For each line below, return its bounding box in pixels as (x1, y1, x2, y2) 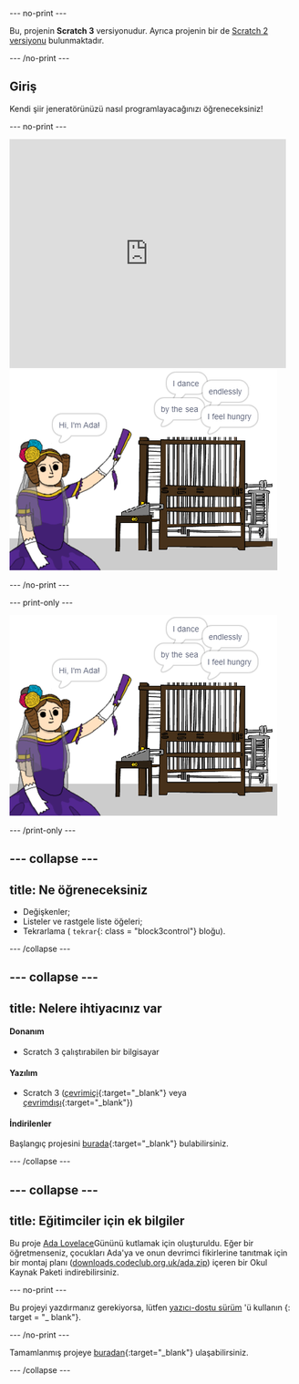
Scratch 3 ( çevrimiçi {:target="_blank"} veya (22, 1088, 187, 1099)
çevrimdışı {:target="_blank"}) (22, 1097, 134, 1108)
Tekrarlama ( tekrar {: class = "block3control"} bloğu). (22, 926, 226, 937)
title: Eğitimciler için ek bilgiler (9, 1214, 185, 1229)
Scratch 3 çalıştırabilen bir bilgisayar (22, 1047, 160, 1057)
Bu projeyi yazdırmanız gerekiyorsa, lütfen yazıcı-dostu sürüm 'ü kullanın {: (9, 1302, 291, 1313)
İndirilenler (9, 1118, 52, 1129)
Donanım (9, 1026, 45, 1037)
